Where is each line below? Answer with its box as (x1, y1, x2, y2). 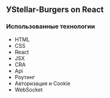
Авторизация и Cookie (14, 80, 71, 87)
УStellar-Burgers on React (6, 5, 104, 15)
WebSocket (14, 86, 43, 93)
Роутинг (14, 73, 35, 80)
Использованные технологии (6, 22, 95, 31)
